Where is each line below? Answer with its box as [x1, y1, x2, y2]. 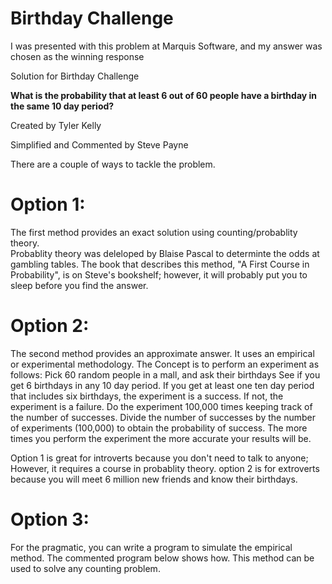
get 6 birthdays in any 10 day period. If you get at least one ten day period [10, 379, 315, 391]
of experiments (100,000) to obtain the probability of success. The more [10, 422, 308, 434]
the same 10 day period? [10, 100, 115, 112]
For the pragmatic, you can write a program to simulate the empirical [10, 541, 293, 553]
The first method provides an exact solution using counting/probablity [10, 226, 298, 238]
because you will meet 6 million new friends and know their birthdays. [10, 473, 298, 485]
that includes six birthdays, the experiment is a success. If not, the [10, 390, 284, 402]
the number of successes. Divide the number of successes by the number [10, 411, 316, 423]
